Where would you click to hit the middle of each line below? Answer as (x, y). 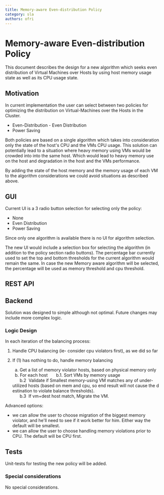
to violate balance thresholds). (64, 391)
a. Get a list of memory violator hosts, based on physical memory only (85, 370)
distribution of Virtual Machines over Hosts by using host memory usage (78, 72)
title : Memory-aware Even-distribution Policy (54, 10)
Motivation (22, 93)
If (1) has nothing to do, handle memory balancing (62, 360)
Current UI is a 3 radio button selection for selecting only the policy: (74, 208)
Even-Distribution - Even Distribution (49, 125)
